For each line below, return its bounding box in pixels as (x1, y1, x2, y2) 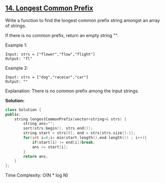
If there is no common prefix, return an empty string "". (5, 32, 119, 38)
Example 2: (5, 65, 29, 71)
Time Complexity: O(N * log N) (5, 172, 69, 178)
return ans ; (23, 154, 49, 159)
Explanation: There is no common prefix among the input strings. (5, 88, 139, 94)
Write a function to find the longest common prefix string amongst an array (5, 17, 160, 23)
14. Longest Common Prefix (5, 4, 94, 13)
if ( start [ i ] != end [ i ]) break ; (32, 140, 95, 145)
